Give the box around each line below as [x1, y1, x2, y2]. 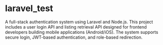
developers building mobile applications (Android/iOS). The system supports [5, 29, 159, 35]
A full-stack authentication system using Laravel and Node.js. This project [5, 19, 153, 25]
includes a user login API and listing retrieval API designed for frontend [5, 24, 147, 30]
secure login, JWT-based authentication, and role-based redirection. [5, 34, 143, 40]
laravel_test [5, 3, 54, 14]
